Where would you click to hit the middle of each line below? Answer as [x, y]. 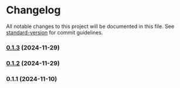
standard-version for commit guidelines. [55, 32]
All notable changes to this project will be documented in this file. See [90, 26]
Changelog [33, 10]
